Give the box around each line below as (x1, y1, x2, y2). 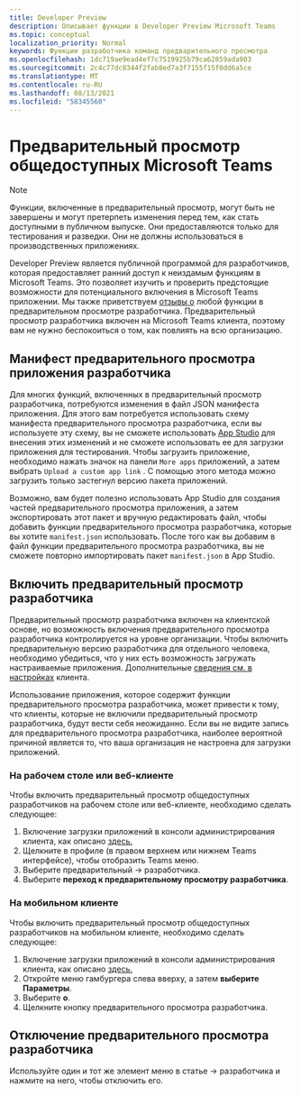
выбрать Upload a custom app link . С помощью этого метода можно (9, 466, 277, 477)
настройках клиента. (9, 671, 90, 682)
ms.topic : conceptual (9, 30, 91, 39)
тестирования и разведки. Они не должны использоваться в (9, 231, 243, 242)
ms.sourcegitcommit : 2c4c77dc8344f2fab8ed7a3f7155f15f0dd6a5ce (9, 64, 252, 73)
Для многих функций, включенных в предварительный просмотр (9, 389, 262, 400)
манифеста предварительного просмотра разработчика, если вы (9, 418, 262, 429)
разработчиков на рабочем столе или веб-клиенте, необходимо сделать (9, 799, 292, 810)
